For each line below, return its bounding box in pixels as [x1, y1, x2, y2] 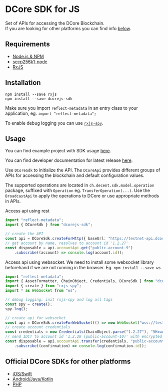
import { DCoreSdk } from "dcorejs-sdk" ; [5, 222, 93, 228]
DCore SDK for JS [5, 4, 80, 15]
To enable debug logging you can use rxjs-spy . [5, 120, 103, 126]
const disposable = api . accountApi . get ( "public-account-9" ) [5, 245, 133, 250]
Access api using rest [5, 208, 50, 214]
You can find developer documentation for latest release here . [5, 157, 133, 163]
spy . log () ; [5, 306, 28, 311]
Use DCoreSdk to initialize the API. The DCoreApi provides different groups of [5, 167, 160, 173]
